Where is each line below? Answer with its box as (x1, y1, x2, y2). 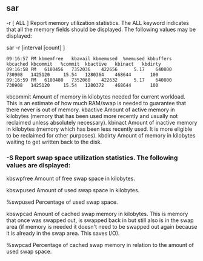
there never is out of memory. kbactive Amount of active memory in (6, 106, 175, 113)
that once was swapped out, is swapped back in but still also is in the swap (6, 217, 194, 224)
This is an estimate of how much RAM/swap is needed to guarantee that (6, 99, 187, 106)
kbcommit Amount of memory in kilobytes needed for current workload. (6, 92, 186, 100)
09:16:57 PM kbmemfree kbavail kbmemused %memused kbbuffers (6, 55, 172, 61)
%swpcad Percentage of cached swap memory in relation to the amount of (6, 242, 194, 249)
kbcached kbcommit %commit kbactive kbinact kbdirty (6, 61, 162, 67)
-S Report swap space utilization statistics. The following (6, 153, 178, 162)
